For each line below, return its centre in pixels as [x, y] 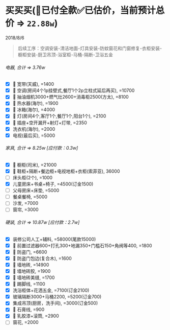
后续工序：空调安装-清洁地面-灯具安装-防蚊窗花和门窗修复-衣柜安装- [90, 48]
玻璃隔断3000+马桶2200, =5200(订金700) [57, 297]
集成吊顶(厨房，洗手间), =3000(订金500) [55, 303]
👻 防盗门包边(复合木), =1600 [42, 258]
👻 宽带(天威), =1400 [33, 84]
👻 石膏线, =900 [29, 310]
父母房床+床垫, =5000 [36, 191]
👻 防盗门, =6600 [30, 252]
